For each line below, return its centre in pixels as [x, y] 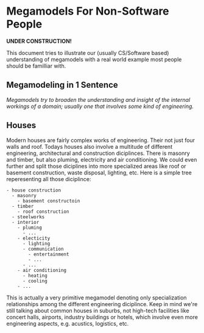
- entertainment [49, 254]
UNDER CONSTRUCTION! [39, 41]
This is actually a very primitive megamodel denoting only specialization [97, 298]
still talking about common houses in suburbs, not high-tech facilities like [98, 310]
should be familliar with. [36, 66]
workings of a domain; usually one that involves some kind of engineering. [100, 106]
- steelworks [28, 217]
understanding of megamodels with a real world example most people [94, 59]
